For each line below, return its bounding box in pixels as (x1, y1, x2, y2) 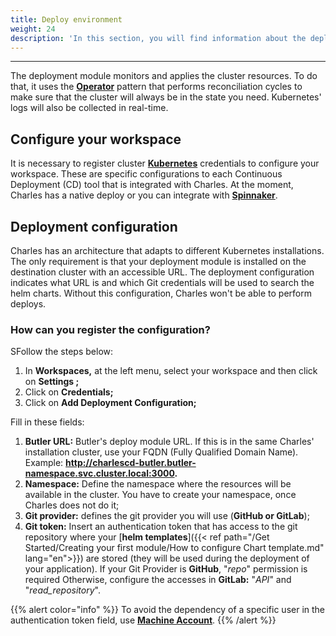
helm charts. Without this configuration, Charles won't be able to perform (10, 287, 312, 299)
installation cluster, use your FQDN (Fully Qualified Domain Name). (24, 446, 299, 458)
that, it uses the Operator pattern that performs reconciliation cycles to (10, 81, 303, 93)
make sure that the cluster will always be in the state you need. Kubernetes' (10, 91, 322, 103)
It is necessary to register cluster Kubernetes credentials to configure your (10, 157, 320, 170)
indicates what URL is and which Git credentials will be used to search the (10, 277, 315, 288)
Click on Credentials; (24, 386, 114, 398)
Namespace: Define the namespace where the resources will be (24, 478, 292, 490)
